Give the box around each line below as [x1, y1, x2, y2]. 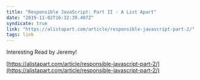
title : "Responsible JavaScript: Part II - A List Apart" [6, 9, 157, 15]
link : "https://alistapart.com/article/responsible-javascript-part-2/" [6, 26, 195, 32]
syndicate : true [6, 20, 48, 26]
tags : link [6, 32, 34, 38]
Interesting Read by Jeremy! [6, 48, 77, 56]
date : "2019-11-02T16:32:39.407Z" [6, 15, 95, 21]
